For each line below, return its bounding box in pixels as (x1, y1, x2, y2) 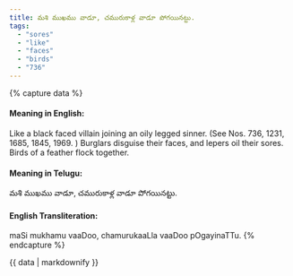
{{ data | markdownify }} (9, 257, 99, 268)
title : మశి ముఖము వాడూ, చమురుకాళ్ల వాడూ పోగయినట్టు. (9, 13, 195, 22)
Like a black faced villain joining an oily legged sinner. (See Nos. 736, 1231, (9, 128, 285, 139)
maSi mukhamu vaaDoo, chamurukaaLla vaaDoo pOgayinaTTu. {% (9, 230, 255, 241)
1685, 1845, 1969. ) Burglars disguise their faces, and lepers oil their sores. (9, 138, 284, 149)
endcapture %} (9, 239, 65, 251)
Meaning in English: (9, 108, 85, 119)
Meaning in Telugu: (9, 168, 83, 178)
